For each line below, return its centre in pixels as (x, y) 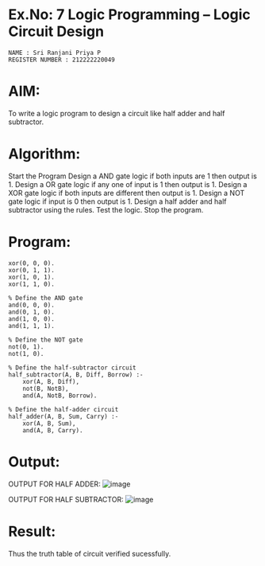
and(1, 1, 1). (32, 326)
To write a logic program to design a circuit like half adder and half (117, 113)
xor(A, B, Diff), (51, 381)
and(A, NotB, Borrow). (60, 396)
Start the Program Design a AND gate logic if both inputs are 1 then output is (133, 176)
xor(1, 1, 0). (32, 284)
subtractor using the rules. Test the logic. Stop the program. (106, 209)
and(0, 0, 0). (32, 305)
